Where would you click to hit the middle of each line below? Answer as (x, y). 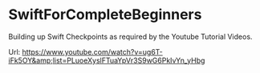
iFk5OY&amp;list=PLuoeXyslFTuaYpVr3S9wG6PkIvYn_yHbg (107, 60)
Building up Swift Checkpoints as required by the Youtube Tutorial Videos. (130, 36)
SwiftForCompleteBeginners (105, 15)
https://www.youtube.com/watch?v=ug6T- (92, 52)
